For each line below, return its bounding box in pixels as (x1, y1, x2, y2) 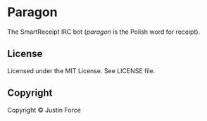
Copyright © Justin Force (7, 106, 81, 114)
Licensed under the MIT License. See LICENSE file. (7, 66, 156, 75)
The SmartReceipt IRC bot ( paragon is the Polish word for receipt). (7, 27, 201, 36)
